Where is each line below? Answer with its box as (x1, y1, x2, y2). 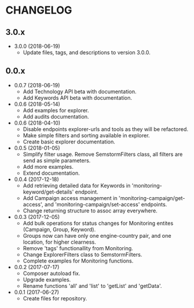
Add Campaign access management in (22, 194, 118, 201)
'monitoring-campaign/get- (118, 194, 186, 201)
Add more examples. (22, 163, 74, 170)
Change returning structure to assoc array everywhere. (22, 207, 158, 214)
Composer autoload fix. (22, 270, 80, 277)
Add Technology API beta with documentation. (22, 88, 137, 95)
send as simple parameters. (22, 157, 91, 164)
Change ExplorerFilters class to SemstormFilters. (22, 251, 143, 258)
